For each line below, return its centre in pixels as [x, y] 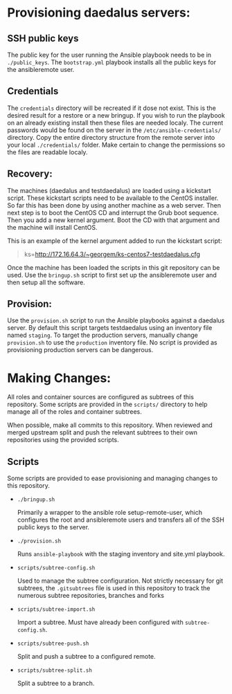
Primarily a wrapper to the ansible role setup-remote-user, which [110, 513]
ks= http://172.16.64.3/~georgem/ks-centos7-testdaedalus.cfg [112, 254]
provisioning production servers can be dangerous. [80, 350]
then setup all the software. [46, 282]
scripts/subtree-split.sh [54, 670]
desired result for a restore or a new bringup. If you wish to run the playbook [116, 115]
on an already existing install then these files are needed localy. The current [115, 122]
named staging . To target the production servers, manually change [103, 335]
